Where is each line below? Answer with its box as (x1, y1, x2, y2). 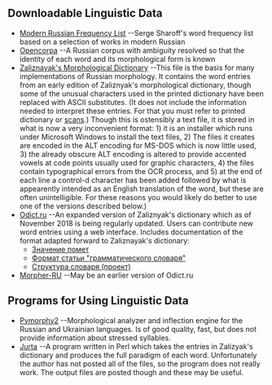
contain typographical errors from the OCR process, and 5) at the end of (19, 166, 262, 176)
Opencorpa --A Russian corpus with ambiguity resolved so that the (19, 45, 245, 55)
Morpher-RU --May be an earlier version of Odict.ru (19, 270, 194, 280)
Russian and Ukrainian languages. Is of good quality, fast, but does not (19, 324, 257, 334)
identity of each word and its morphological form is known (19, 54, 216, 63)
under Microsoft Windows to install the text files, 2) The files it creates (19, 132, 256, 142)
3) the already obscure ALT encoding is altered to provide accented (19, 149, 247, 159)
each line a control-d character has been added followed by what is (19, 175, 247, 185)
